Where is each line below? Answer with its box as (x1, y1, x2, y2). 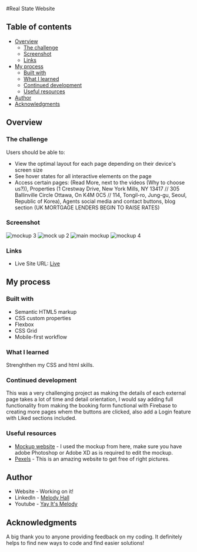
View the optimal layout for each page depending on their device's (14, 160, 176, 167)
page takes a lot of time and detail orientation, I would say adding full (6, 396, 173, 403)
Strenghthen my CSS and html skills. (6, 362, 94, 369)
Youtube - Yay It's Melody (14, 501, 78, 508)
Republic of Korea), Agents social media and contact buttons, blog (14, 198, 176, 205)
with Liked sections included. (6, 415, 77, 422)
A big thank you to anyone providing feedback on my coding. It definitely (6, 533, 182, 540)
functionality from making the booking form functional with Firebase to (6, 402, 178, 409)
